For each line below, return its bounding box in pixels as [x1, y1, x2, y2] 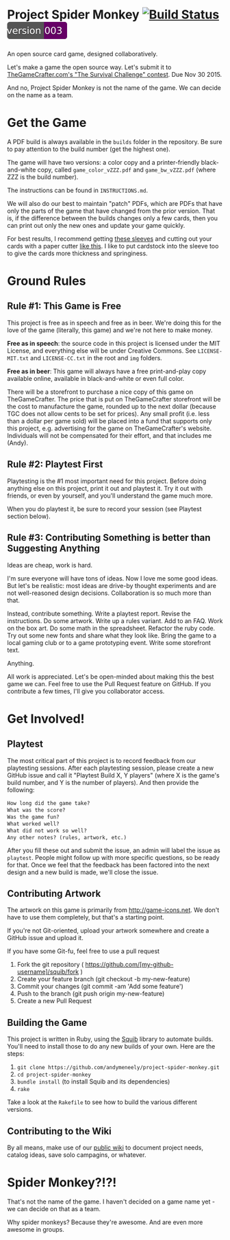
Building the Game [7, 1016, 88, 1029]
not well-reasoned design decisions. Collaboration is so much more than [7, 589, 212, 597]
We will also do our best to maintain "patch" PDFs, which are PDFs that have [7, 199, 222, 207]
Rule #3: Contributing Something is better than [7, 532, 211, 543]
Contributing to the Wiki [7, 1125, 112, 1137]
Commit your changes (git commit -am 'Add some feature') [16, 982, 183, 991]
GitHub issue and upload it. [7, 934, 84, 942]
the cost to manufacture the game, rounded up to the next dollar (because [7, 402, 217, 410]
